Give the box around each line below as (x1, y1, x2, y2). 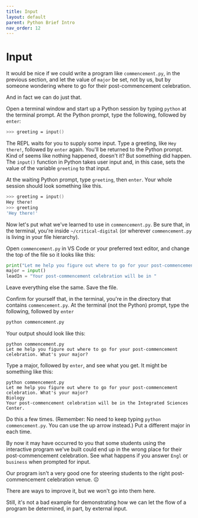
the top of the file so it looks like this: (6, 251, 95, 258)
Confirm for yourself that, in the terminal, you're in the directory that (6, 295, 171, 303)
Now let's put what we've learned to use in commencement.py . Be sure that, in (6, 221, 190, 228)
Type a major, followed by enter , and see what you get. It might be (6, 362, 167, 369)
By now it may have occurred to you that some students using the (6, 440, 166, 447)
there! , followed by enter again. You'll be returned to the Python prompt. (6, 146, 183, 153)
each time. (6, 428, 32, 436)
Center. (6, 406, 25, 411)
